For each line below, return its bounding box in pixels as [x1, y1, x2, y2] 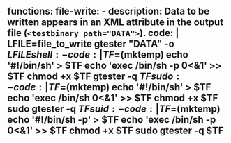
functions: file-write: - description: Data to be [7, 6, 210, 17]
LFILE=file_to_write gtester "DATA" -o [7, 38, 174, 50]
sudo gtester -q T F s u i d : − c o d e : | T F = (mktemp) [7, 103, 221, 115]
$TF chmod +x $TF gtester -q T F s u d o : [7, 71, 180, 83]
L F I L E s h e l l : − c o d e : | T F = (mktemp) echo [7, 49, 188, 61]
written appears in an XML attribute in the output [7, 17, 224, 28]
